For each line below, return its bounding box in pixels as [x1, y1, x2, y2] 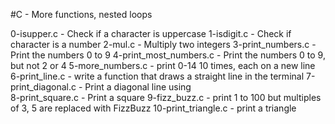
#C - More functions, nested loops [10, 9, 153, 20]
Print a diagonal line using [84, 81, 192, 93]
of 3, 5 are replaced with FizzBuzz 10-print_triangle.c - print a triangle [10, 102, 297, 114]
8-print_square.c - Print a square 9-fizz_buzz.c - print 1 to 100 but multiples [10, 92, 322, 103]
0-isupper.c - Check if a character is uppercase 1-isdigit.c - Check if [10, 28, 292, 39]
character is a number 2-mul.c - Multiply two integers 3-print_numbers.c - [10, 39, 317, 50]
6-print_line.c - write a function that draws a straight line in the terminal [10, 70, 305, 82]
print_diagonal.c [10, 81, 77, 93]
